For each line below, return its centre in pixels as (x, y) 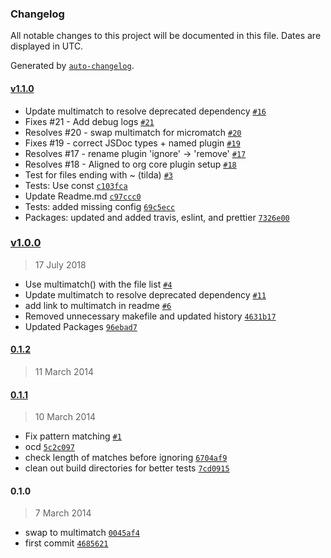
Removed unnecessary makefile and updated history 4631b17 (150, 316)
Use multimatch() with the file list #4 (98, 284)
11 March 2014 (64, 371)
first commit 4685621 (66, 543)
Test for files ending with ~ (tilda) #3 (98, 174)
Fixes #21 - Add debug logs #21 (89, 121)
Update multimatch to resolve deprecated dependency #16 (145, 111)
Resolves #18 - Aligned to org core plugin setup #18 (130, 164)
